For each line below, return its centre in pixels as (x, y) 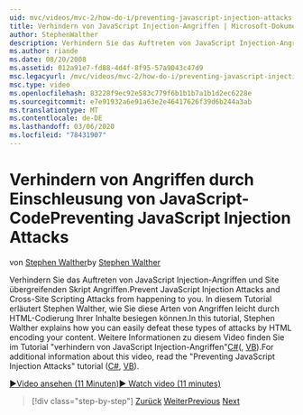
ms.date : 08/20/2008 (48, 60)
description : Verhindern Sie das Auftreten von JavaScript (123, 43)
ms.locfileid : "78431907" (58, 135)
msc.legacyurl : (38, 77)
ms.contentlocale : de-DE (56, 118)
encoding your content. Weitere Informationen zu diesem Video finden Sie (147, 337)
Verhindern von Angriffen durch (132, 180)
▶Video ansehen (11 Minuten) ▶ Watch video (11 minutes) (115, 383)
